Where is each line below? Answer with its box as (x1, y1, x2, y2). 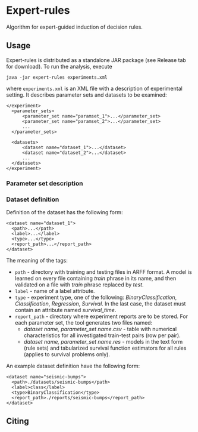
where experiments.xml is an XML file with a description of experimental (6, 85, 183, 92)
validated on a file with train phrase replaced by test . (14, 281, 144, 288)
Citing (6, 416, 29, 427)
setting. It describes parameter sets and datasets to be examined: (6, 91, 168, 98)
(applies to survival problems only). (23, 350, 111, 358)
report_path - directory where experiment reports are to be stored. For (14, 313, 188, 320)
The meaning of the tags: (6, 257, 68, 264)
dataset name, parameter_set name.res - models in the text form (23, 338, 183, 345)
